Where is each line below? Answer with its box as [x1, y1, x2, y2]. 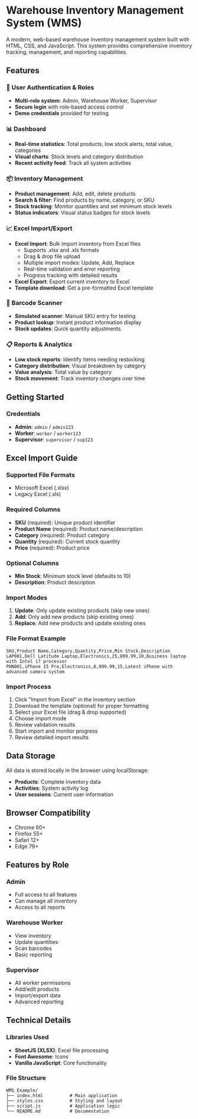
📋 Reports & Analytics [6, 340, 73, 348]
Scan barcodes [14, 945, 52, 952]
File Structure [6, 1074, 46, 1082]
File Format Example [6, 634, 66, 643]
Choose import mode [14, 714, 67, 721]
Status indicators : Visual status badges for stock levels [14, 209, 151, 217]
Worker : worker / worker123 [14, 430, 82, 437]
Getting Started [6, 392, 64, 402]
